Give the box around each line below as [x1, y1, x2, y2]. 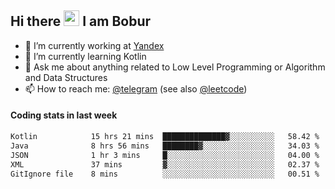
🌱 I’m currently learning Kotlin [24, 50, 147, 62]
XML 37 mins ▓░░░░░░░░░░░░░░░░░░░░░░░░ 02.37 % [10, 159, 320, 170]
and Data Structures [24, 71, 108, 83]
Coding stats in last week [10, 109, 118, 121]
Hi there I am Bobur [10, 13, 152, 30]
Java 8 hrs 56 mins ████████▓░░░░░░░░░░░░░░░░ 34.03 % [10, 141, 320, 151]
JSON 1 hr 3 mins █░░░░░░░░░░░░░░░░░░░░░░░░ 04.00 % [10, 150, 320, 160]
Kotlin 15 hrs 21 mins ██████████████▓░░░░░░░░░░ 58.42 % [10, 132, 320, 142]
